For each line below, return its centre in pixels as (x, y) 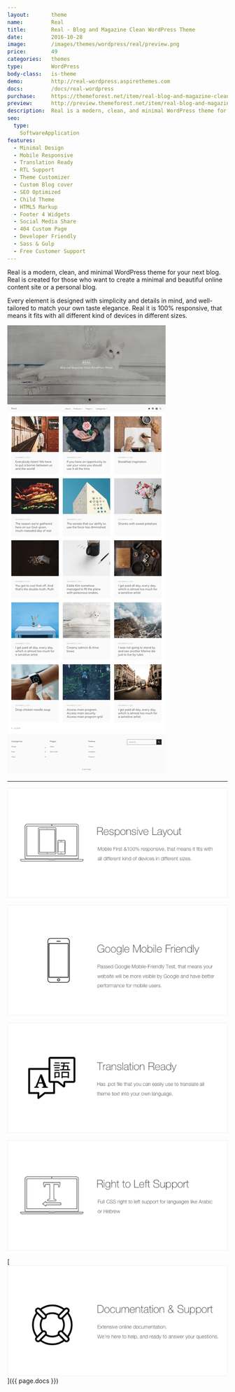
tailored (18, 308)
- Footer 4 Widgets (42, 214)
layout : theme (37, 15)
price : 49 (33, 52)
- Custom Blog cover (43, 185)
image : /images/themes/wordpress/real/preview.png (93, 44)
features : (22, 140)
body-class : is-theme (42, 74)
